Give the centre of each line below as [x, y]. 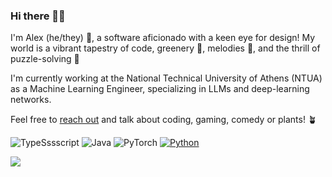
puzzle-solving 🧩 [45, 59]
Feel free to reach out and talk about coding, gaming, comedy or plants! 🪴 [163, 120]
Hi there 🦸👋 [38, 16]
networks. [31, 100]
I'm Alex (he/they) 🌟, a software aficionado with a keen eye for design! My [163, 38]
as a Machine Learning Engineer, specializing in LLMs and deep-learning [160, 89]
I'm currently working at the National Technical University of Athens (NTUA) [166, 78]
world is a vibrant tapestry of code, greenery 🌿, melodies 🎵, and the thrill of [165, 48]
